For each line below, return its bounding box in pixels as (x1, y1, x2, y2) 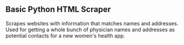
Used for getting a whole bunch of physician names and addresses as (5, 26, 175, 33)
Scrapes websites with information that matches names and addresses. (5, 20, 179, 27)
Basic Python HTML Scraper (5, 5, 111, 14)
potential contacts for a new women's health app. (5, 32, 126, 39)
